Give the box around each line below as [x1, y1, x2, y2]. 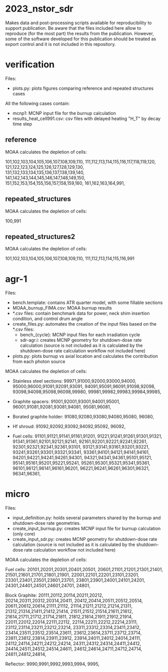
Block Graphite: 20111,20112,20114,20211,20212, [5, 592, 104, 598]
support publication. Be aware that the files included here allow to [5, 25, 142, 31]
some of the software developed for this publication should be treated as [5, 36, 156, 42]
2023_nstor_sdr [5, 3, 74, 15]
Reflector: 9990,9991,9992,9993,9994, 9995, [5, 661, 100, 667]
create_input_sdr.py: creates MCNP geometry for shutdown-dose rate [12, 536, 157, 542]
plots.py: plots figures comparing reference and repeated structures [12, 85, 154, 91]
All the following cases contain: [5, 100, 70, 106]
